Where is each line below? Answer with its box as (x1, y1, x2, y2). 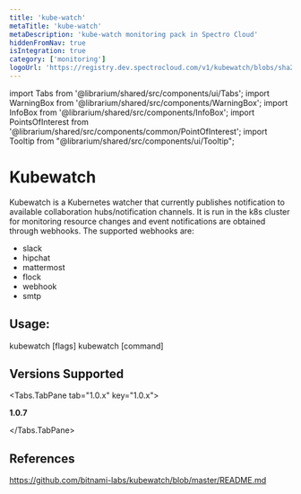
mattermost (21, 261, 65, 272)
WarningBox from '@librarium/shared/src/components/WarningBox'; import (9, 97, 288, 108)
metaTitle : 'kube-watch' (9, 22, 102, 31)
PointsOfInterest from (9, 116, 90, 127)
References (9, 451, 75, 466)
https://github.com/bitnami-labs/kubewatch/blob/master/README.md (9, 475, 267, 486)
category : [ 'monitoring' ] (9, 55, 106, 64)
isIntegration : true (9, 47, 87, 56)
